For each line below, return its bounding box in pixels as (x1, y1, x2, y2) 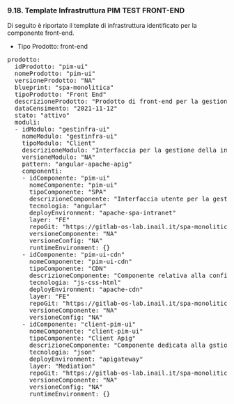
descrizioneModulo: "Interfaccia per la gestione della (22, 146, 217, 155)
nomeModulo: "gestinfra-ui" (22, 132, 118, 141)
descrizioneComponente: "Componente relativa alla (29, 272, 206, 280)
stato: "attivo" (14, 111, 70, 120)
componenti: (22, 167, 63, 176)
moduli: (14, 118, 40, 127)
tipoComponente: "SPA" (29, 188, 107, 196)
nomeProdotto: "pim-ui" (14, 70, 96, 78)
